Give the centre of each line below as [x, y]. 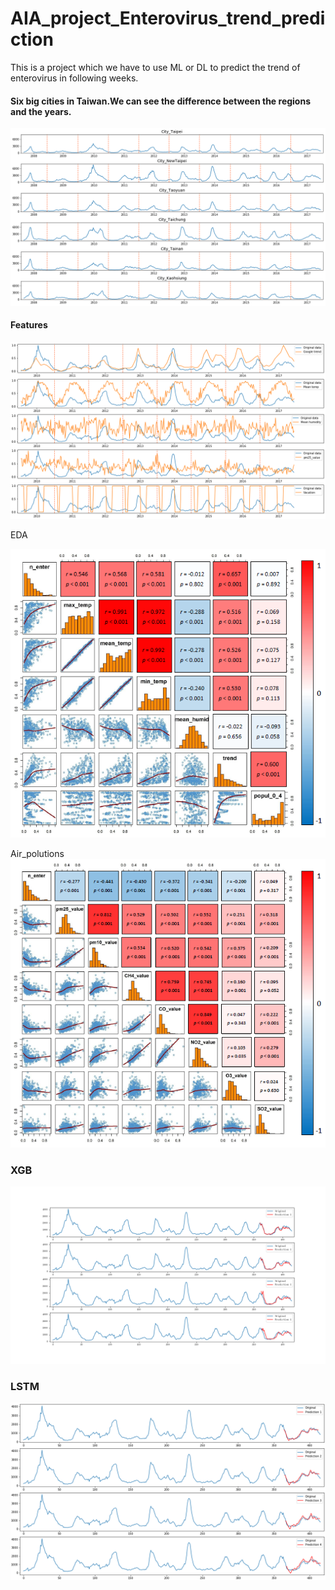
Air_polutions [37, 854]
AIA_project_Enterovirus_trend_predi [168, 18]
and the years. [41, 111]
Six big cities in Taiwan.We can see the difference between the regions [160, 101]
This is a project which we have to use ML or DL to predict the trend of [155, 67]
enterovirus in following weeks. [74, 78]
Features [29, 325]
